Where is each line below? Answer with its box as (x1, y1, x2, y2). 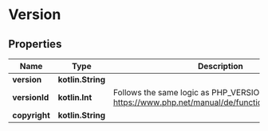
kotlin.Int (57, 92, 93, 102)
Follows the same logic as (112, 87, 210, 98)
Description (198, 61, 243, 71)
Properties (8, 37, 62, 51)
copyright (12, 110, 50, 121)
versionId (12, 92, 49, 102)
